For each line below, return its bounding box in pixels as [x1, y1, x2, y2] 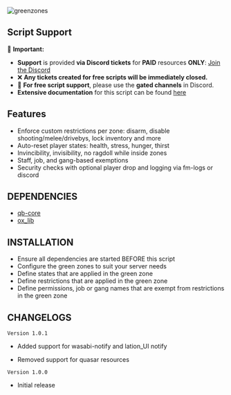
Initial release [17, 381, 55, 389]
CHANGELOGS [7, 311, 72, 323]
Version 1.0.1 [7, 330, 48, 337]
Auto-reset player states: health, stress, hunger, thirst [17, 141, 169, 149]
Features [7, 108, 46, 120]
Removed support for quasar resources [17, 356, 130, 364]
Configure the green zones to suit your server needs [17, 262, 167, 270]
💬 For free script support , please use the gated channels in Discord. [17, 80, 214, 89]
